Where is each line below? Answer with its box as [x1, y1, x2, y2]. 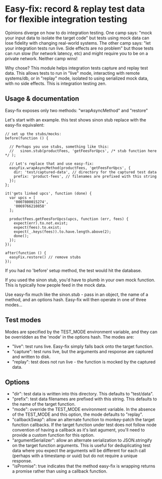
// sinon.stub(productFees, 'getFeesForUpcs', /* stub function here [9, 148, 157, 154]
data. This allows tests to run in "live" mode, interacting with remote [5, 70, 140, 76]
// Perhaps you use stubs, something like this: [9, 144, 109, 149]
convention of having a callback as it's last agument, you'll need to [12, 427, 145, 433]
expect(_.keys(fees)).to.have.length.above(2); [14, 229, 111, 234]
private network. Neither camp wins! [5, 55, 78, 61]
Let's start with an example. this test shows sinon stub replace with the [5, 117, 147, 122]
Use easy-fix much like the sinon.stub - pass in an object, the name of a [5, 291, 148, 297]
